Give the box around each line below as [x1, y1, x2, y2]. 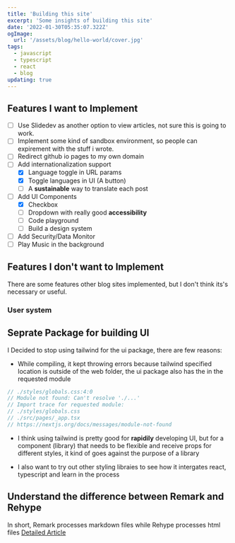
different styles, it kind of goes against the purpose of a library [17, 449, 200, 457]
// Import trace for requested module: [7, 401, 125, 408]
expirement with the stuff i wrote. [17, 144, 114, 153]
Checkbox [28, 200, 59, 209]
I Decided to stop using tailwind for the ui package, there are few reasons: [7, 345, 222, 354]
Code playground [28, 216, 79, 224]
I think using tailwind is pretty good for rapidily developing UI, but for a [17, 433, 224, 442]
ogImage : [7, 30, 33, 38]
